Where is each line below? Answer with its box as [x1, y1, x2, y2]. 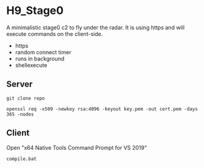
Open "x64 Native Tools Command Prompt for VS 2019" [6, 144, 147, 151]
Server [6, 79, 33, 89]
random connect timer [15, 48, 71, 55]
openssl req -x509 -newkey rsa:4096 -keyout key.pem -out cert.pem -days [6, 106, 199, 112]
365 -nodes [6, 111, 34, 117]
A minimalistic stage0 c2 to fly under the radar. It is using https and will [6, 24, 185, 31]
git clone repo [6, 95, 45, 101]
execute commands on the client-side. [6, 30, 103, 37]
